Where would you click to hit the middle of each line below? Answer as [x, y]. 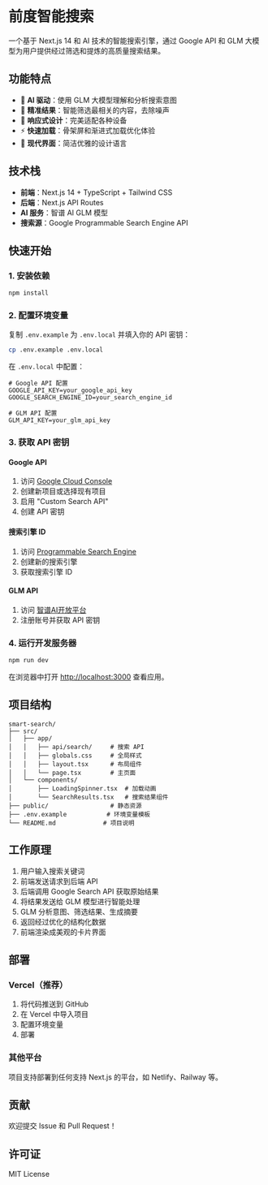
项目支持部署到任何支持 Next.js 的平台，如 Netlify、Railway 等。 [116, 1077]
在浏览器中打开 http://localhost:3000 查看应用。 [89, 677]
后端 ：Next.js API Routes [62, 202]
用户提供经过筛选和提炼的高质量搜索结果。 [93, 50]
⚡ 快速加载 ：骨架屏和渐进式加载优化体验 [88, 130]
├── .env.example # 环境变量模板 [79, 814]
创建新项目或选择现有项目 [63, 491]
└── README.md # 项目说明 [72, 823]
